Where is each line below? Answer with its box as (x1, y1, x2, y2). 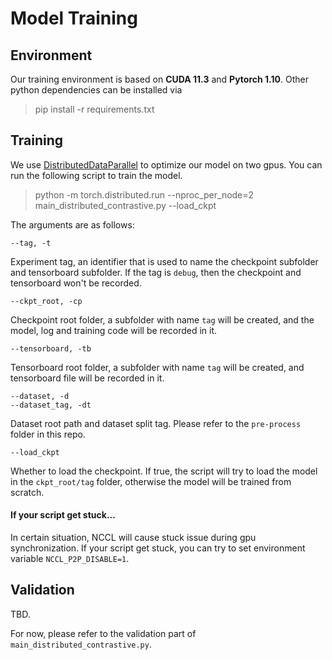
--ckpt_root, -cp (10, 296, 83, 306)
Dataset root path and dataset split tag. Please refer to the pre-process (10, 417, 302, 429)
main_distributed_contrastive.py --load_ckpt (34, 199, 217, 211)
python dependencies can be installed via (10, 84, 183, 96)
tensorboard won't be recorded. (10, 277, 142, 289)
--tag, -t (10, 238, 52, 248)
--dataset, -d (10, 391, 70, 401)
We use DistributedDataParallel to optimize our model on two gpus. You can (10, 158, 323, 171)
